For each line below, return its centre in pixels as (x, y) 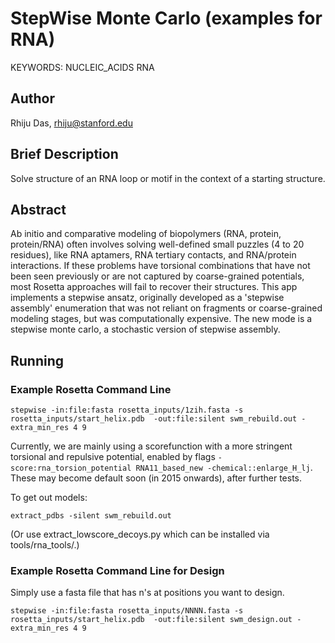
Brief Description (64, 154)
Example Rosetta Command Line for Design (117, 570)
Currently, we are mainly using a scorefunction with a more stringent (151, 446)
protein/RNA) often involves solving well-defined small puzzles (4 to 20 (157, 244)
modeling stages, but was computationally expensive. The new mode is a (161, 319)
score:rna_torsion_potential (71, 468)
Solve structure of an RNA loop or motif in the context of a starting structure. (168, 178)
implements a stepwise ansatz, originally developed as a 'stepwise (147, 298)
